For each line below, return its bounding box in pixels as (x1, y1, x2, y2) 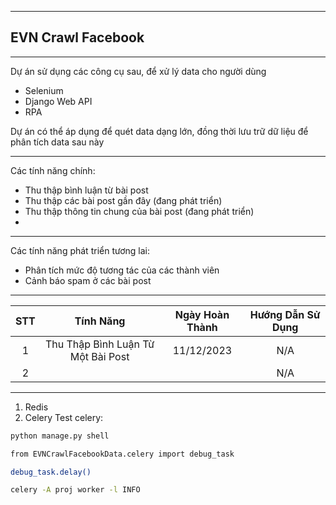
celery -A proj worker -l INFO (10, 485, 141, 495)
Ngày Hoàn (174, 307, 230, 321)
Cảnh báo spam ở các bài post (24, 274, 152, 286)
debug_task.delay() (10, 467, 92, 477)
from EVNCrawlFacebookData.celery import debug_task (10, 449, 235, 459)
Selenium (24, 84, 64, 96)
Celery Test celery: (24, 411, 104, 423)
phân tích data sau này (10, 136, 105, 148)
